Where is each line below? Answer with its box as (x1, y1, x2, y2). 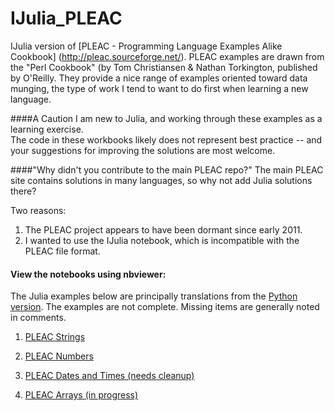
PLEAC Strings (24, 331, 86, 343)
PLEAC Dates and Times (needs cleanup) (24, 370, 195, 382)
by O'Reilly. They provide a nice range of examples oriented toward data (10, 72, 308, 84)
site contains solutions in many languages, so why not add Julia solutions (10, 174, 313, 186)
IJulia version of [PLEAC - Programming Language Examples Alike (10, 40, 283, 52)
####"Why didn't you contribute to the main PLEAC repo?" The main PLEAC (10, 163, 324, 176)
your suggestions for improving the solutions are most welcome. (10, 144, 276, 156)
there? (10, 185, 37, 197)
